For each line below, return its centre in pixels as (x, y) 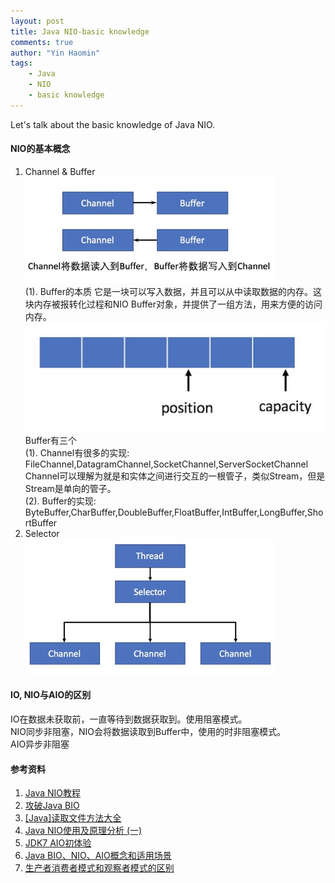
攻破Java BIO (52, 806)
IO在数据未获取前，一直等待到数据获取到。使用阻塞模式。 (129, 719)
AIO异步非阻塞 (40, 744)
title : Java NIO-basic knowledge (80, 31)
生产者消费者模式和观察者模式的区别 (99, 868)
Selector (42, 533)
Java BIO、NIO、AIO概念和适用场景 (98, 856)
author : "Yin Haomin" (55, 53)
